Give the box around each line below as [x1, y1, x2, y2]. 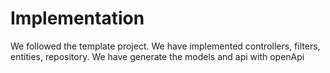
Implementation [10, 7, 145, 30]
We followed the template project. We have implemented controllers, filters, [10, 40, 321, 52]
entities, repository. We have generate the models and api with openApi [10, 50, 305, 62]
